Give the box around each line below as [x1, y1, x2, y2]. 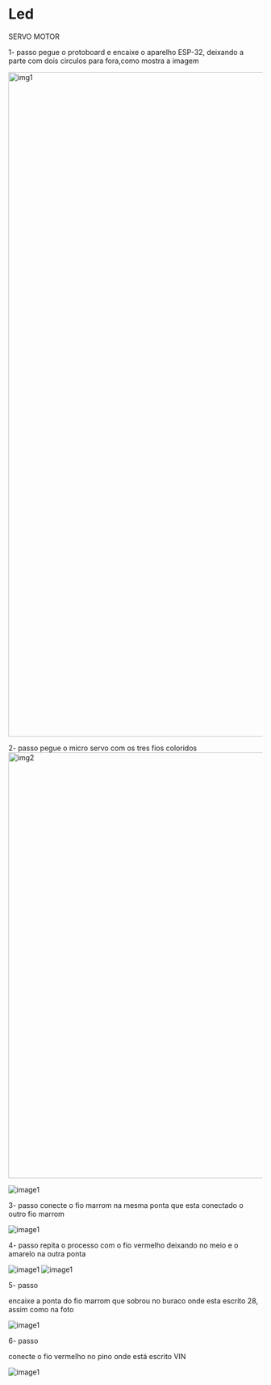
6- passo [8, 1336, 39, 1345]
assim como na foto [8, 1304, 74, 1314]
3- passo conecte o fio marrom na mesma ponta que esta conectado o [8, 1200, 244, 1210]
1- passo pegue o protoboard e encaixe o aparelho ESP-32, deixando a [8, 47, 244, 57]
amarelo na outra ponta [8, 1248, 86, 1258]
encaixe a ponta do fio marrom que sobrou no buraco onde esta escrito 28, [8, 1295, 259, 1306]
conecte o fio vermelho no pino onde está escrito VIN [8, 1351, 186, 1361]
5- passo [8, 1280, 39, 1290]
